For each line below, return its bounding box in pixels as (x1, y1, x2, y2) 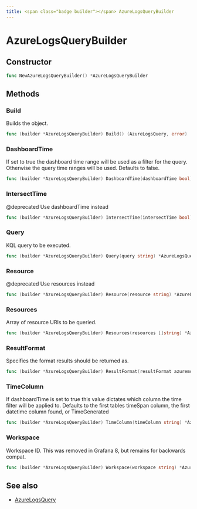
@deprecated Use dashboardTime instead (6, 203, 108, 210)
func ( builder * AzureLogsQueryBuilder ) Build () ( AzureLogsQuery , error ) (6, 131, 188, 137)
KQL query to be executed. (6, 242, 72, 249)
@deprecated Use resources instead (6, 280, 95, 287)
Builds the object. (6, 120, 49, 127)
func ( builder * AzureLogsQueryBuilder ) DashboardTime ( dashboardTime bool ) (6, 176, 193, 182)
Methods (6, 89, 40, 99)
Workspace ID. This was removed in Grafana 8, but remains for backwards (6, 447, 186, 454)
